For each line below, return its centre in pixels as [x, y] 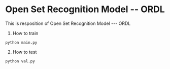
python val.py [20, 61]
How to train [25, 33]
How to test [25, 52]
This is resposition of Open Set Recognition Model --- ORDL [68, 23]
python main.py [21, 42]
